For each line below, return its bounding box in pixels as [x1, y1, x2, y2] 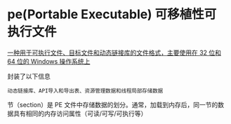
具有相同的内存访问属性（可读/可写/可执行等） [13, 109, 147, 118]
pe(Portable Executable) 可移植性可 [7, 6, 217, 22]
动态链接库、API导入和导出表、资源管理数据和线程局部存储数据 [7, 87, 164, 95]
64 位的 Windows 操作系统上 [7, 57, 91, 65]
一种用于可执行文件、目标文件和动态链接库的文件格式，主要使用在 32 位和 [7, 48, 222, 57]
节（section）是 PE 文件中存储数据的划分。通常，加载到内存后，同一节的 [7, 100, 218, 109]
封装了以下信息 [7, 71, 51, 81]
